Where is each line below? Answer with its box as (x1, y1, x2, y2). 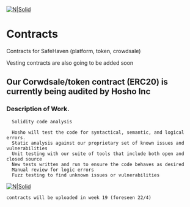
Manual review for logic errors (12, 167, 95, 173)
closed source (6, 156, 43, 162)
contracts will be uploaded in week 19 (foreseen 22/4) (6, 194, 152, 201)
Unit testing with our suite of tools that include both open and (12, 150, 185, 157)
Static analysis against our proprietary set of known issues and (12, 140, 185, 146)
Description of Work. (6, 104, 70, 113)
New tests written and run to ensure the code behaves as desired (12, 161, 185, 167)
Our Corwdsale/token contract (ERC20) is (6, 77, 168, 87)
